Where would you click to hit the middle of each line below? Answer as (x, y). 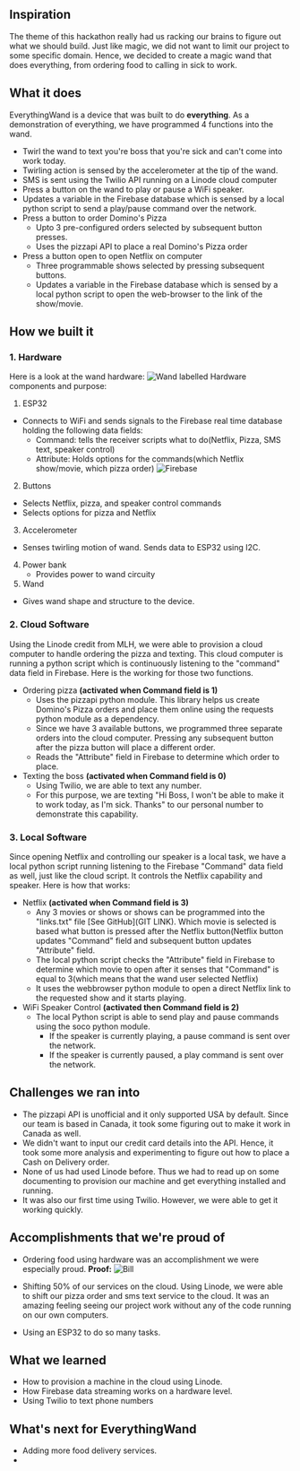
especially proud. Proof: (67, 1268)
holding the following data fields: (82, 430)
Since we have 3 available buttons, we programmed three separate (159, 728)
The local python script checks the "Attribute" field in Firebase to (155, 959)
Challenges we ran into (75, 1093)
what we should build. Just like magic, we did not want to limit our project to (149, 46)
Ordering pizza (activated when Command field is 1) (120, 690)
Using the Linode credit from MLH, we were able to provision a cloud (136, 644)
